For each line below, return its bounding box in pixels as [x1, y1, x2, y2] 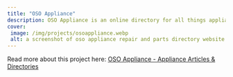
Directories [7, 62, 39, 71]
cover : [7, 23, 26, 30]
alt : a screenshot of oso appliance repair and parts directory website [10, 36, 225, 43]
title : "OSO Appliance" [7, 10, 76, 17]
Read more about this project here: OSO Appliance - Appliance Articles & [7, 55, 216, 63]
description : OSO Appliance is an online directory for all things [7, 17, 207, 24]
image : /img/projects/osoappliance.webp [10, 29, 129, 37]
